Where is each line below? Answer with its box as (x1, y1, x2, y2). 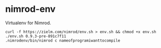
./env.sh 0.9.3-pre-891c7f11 (5, 34, 66, 39)
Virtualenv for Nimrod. (5, 20, 51, 26)
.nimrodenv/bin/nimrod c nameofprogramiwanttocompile (5, 38, 121, 43)
